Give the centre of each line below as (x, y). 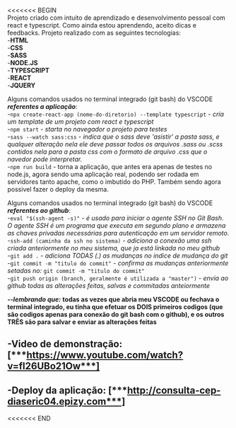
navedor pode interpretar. (45, 159)
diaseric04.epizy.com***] (66, 401)
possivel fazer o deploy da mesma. (58, 189)
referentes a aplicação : (42, 106)
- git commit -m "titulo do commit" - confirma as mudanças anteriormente (118, 263)
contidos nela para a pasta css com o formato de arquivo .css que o (107, 152)
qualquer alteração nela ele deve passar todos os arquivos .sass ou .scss (115, 144)
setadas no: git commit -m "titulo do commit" (76, 271)
